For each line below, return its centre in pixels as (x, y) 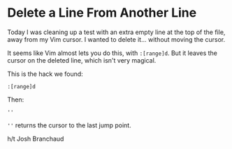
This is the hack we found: (45, 74)
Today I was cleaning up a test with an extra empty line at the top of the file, (116, 32)
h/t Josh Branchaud (36, 139)
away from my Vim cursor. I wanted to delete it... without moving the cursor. (116, 39)
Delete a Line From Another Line (102, 13)
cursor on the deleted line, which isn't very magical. (82, 60)
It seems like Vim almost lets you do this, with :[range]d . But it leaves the (113, 53)
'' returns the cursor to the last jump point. (69, 125)
